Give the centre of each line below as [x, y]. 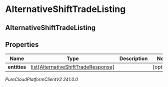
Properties [22, 44]
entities [17, 67]
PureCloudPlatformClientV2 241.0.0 [42, 79]
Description [133, 58]
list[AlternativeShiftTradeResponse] [73, 67]
